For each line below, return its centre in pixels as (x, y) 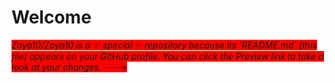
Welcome (51, 17)
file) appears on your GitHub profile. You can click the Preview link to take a (167, 56)
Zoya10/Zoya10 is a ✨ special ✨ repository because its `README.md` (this (164, 45)
